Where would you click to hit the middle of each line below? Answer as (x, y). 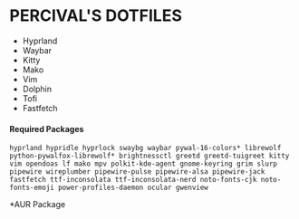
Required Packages (47, 129)
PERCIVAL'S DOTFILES (96, 16)
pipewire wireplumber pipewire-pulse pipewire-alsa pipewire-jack (137, 172)
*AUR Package (38, 205)
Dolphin (37, 89)
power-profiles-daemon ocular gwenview (133, 188)
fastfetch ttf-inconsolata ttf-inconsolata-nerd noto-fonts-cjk (133, 180)
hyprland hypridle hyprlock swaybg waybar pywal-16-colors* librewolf (145, 148)
